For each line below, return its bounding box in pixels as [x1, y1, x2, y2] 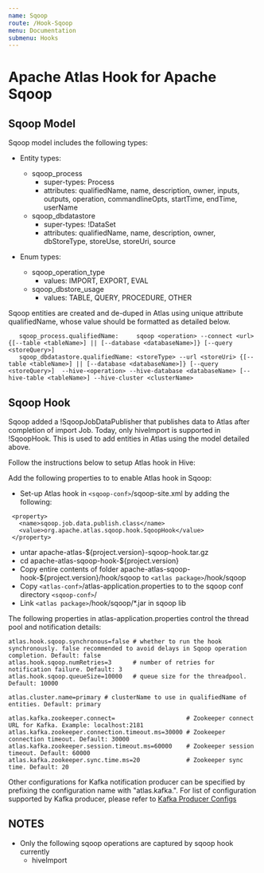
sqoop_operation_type [31, 268, 106, 277]
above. [8, 442, 31, 452]
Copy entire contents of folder [19, 564, 119, 574]
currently [19, 847, 50, 856]
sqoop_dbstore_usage [31, 285, 105, 294]
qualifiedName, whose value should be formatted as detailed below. [8, 317, 231, 327]
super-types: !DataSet [43, 220, 116, 230]
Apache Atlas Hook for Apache [8, 69, 217, 86]
